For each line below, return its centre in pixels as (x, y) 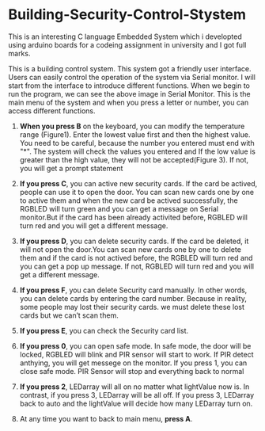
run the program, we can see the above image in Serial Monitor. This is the (129, 93)
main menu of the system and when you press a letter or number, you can (129, 102)
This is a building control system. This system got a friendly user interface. (130, 68)
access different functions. (52, 111)
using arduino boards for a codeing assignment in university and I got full (127, 44)
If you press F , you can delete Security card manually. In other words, (133, 290)
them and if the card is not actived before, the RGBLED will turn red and (136, 257)
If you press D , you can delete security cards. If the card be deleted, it (134, 241)
